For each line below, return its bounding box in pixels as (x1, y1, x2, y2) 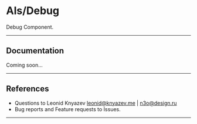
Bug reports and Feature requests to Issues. (14, 105, 121, 112)
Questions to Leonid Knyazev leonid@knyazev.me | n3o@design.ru (14, 99, 177, 106)
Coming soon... (6, 61, 43, 68)
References (6, 84, 49, 94)
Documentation (6, 46, 64, 56)
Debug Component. (6, 23, 54, 30)
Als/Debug (6, 4, 60, 18)
